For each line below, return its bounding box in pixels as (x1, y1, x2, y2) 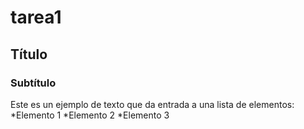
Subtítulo (10, 76, 57, 90)
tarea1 (10, 6, 62, 29)
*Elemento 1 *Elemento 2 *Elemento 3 (10, 109, 170, 121)
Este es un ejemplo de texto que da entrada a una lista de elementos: (10, 98, 295, 110)
